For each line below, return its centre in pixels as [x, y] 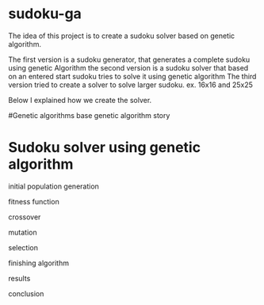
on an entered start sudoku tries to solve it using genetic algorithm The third [132, 76]
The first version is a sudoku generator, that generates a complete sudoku [129, 59]
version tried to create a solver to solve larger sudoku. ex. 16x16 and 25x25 [131, 85]
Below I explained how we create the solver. [80, 100]
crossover [25, 217]
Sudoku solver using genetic [104, 148]
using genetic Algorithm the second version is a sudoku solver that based [128, 67]
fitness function [34, 201]
